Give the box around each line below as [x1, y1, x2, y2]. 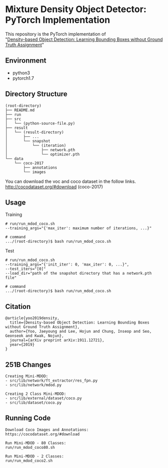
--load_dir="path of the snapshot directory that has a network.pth [5, 271, 152, 276]
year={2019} [10, 342, 35, 347]
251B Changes [5, 360, 51, 369]
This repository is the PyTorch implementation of [5, 31, 106, 37]
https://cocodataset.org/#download [5, 432, 80, 437]
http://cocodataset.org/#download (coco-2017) [5, 183, 103, 190]
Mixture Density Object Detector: [5, 4, 147, 15]
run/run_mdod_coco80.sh [5, 445, 55, 450]
